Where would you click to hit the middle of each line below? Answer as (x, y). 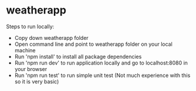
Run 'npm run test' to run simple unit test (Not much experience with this (102, 75)
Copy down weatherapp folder (52, 38)
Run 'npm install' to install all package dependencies (78, 56)
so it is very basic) (37, 81)
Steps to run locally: (30, 26)
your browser (31, 69)
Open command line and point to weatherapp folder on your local (94, 44)
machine (25, 50)
